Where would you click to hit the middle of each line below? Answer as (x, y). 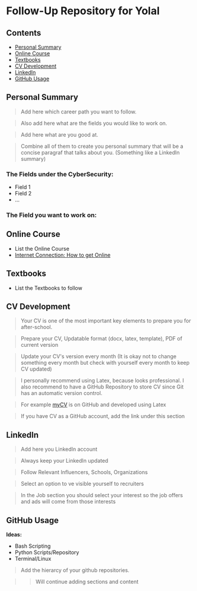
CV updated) (36, 369)
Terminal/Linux (33, 559)
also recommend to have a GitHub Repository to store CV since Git (102, 387)
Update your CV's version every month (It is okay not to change (99, 356)
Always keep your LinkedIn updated (64, 461)
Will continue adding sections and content (87, 582)
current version (39, 345)
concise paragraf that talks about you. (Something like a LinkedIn (100, 152)
